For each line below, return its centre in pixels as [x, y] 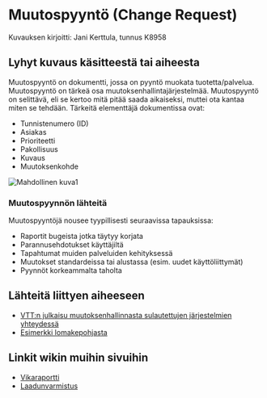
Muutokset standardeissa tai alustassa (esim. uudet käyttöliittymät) [131, 262]
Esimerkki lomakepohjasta [64, 332]
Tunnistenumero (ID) [54, 124]
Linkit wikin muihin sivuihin [78, 358]
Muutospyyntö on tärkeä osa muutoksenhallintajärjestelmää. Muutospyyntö [133, 90]
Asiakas [33, 132]
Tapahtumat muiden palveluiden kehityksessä [96, 253]
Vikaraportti [40, 377]
